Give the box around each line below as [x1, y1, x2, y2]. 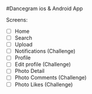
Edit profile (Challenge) [14, 61, 71, 68]
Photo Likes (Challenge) [14, 80, 73, 88]
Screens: [6, 16, 28, 23]
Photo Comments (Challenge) [14, 74, 87, 81]
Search [14, 35, 32, 42]
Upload [14, 41, 33, 48]
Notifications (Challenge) [14, 48, 75, 55]
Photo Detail [14, 68, 45, 75]
